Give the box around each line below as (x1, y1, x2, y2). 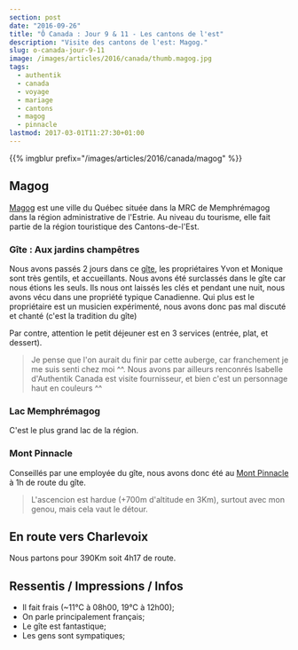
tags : (9, 63, 29, 72)
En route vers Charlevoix (9, 529, 149, 544)
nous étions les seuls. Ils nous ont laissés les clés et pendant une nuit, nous (9, 281, 286, 293)
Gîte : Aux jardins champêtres (9, 243, 140, 256)
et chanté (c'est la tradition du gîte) (9, 310, 137, 321)
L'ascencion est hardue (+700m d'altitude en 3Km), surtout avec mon (30, 494, 286, 504)
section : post (9, 12, 62, 22)
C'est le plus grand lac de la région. (9, 425, 139, 436)
